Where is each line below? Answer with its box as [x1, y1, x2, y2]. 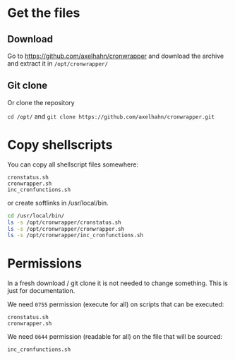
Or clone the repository [7, 98, 76, 107]
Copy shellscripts [7, 137, 113, 152]
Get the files [7, 5, 80, 21]
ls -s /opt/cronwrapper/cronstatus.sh [7, 219, 121, 226]
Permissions [7, 256, 83, 272]
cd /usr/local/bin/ [7, 212, 65, 220]
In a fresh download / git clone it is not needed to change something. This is [7, 279, 228, 287]
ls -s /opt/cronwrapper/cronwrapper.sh [7, 225, 125, 232]
